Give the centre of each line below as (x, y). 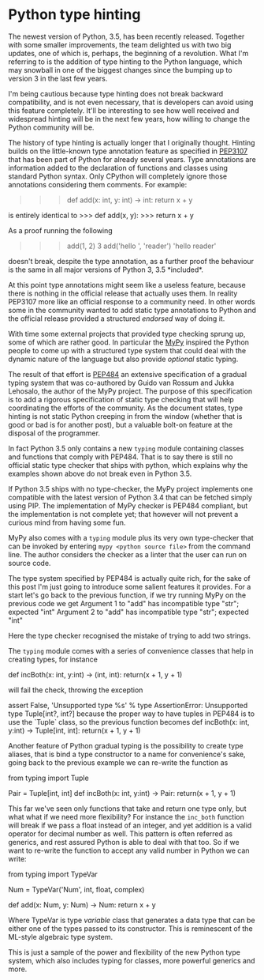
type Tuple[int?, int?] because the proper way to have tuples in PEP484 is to (131, 714)
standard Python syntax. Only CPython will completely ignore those (118, 176)
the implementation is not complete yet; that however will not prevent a (123, 514)
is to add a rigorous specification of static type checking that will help (121, 399)
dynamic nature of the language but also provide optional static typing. (123, 359)
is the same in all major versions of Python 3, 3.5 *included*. (106, 269)
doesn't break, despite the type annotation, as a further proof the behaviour (131, 261)
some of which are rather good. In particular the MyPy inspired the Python (129, 342)
